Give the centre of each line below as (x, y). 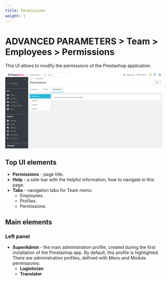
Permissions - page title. (38, 174)
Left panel (18, 236)
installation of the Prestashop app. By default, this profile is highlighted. (86, 252)
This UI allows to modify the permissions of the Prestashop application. (78, 66)
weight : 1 (15, 16)
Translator (31, 274)
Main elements (29, 222)
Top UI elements (31, 162)
